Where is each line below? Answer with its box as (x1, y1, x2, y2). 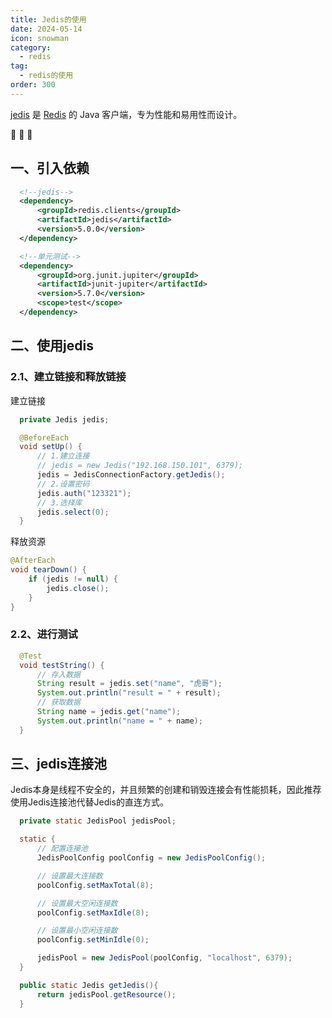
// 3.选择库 (36, 497, 83, 508)
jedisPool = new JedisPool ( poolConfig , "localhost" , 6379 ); (36, 953, 293, 963)
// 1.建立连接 (36, 451, 90, 461)
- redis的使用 (19, 71, 74, 81)
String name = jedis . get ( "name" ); (36, 707, 182, 717)
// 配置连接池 (36, 844, 88, 854)
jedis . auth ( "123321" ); (36, 488, 132, 498)
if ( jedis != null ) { (28, 574, 118, 584)
